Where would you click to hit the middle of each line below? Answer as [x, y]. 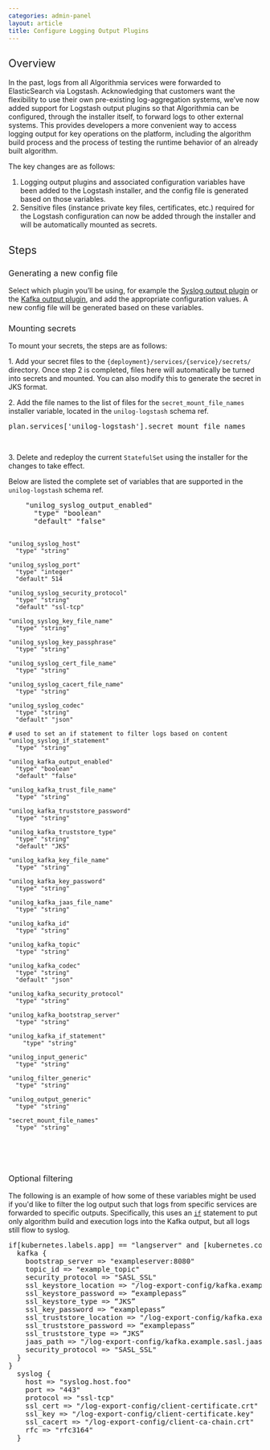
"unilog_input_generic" [48, 1058]
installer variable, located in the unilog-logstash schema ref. [108, 412]
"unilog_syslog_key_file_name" [61, 621]
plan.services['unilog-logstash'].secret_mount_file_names [127, 426]
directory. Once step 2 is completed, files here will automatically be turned [131, 370]
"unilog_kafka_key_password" [57, 882]
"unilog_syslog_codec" [46, 706]
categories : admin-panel [50, 16]
